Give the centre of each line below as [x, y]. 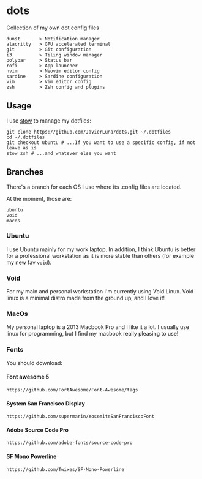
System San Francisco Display [46, 403]
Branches [25, 172]
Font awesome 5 [28, 377]
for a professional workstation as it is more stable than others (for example [100, 255]
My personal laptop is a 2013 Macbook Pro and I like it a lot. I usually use [98, 327]
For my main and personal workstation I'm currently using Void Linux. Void [100, 292]
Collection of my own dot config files [53, 28]
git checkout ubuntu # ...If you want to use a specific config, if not [101, 142]
